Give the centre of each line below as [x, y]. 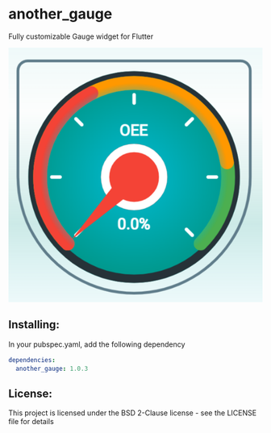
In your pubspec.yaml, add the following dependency [97, 344]
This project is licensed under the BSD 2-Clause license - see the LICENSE [132, 413]
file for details [31, 422]
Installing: [34, 325]
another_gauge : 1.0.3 [52, 368]
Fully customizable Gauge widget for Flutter [81, 36]
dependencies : [32, 360]
